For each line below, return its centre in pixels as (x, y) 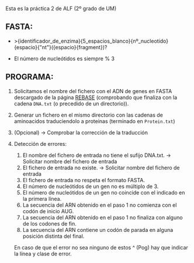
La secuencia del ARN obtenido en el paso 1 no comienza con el (100, 205)
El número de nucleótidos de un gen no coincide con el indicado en (104, 192)
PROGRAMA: (30, 77)
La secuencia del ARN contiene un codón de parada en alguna (98, 230)
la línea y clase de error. (43, 254)
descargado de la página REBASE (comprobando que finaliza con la (96, 97)
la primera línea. (42, 199)
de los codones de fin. (50, 223)
